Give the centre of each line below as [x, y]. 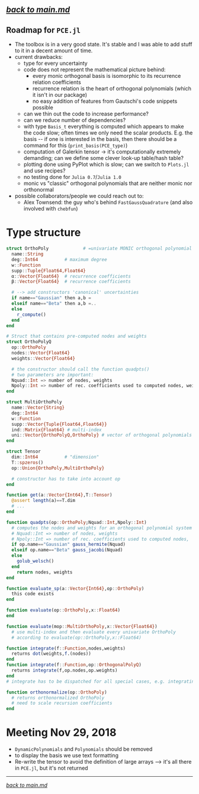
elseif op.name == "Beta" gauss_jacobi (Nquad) [67, 550]
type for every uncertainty [55, 63]
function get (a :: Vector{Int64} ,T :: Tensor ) [59, 495]
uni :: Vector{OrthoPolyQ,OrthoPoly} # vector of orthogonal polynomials [102, 435]
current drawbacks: [39, 57]
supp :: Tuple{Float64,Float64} [49, 271]
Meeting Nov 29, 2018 [61, 732]
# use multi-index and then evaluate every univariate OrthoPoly [94, 632]
